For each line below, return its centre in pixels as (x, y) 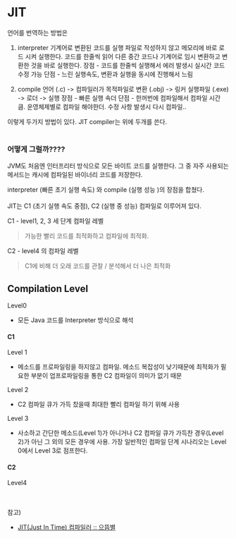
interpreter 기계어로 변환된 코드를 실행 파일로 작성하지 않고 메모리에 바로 (117, 47)
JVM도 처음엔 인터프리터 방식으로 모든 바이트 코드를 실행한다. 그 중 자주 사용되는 (118, 166)
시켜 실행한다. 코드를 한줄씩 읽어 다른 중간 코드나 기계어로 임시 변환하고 (123, 56)
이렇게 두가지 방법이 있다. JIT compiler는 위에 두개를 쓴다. (87, 121)
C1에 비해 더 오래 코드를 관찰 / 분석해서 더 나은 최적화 (98, 266)
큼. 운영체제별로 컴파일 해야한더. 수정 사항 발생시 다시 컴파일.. (102, 106)
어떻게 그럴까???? (36, 149)
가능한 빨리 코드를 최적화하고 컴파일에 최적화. (87, 236)
